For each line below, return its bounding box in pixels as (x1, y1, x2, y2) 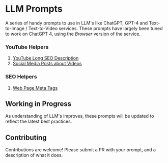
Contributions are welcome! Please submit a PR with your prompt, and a (5, 147, 156, 153)
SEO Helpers (5, 73, 37, 80)
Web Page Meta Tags (12, 85, 58, 91)
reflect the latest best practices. (5, 118, 72, 125)
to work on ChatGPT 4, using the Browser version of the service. (5, 31, 141, 37)
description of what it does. (5, 152, 63, 158)
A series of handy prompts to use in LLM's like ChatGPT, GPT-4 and (5, 20, 148, 26)
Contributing (5, 133, 47, 142)
